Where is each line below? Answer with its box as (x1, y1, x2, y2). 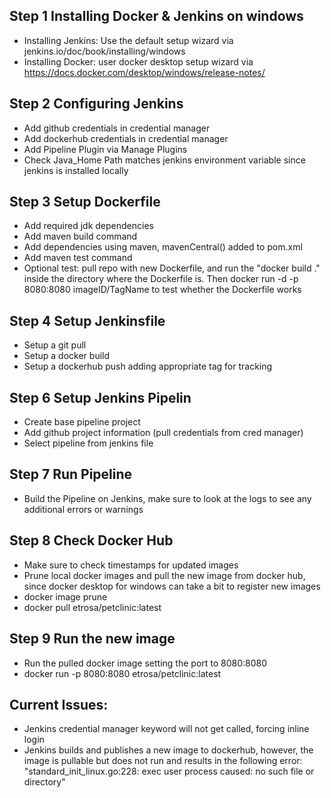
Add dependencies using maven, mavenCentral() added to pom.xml (23, 241, 303, 253)
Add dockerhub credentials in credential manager (23, 132, 229, 144)
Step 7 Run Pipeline (9, 466, 133, 483)
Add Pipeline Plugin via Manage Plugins (23, 143, 188, 155)
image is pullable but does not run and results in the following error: (23, 755, 303, 767)
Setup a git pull (23, 339, 87, 351)
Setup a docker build (23, 350, 111, 362)
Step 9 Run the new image (9, 630, 176, 648)
